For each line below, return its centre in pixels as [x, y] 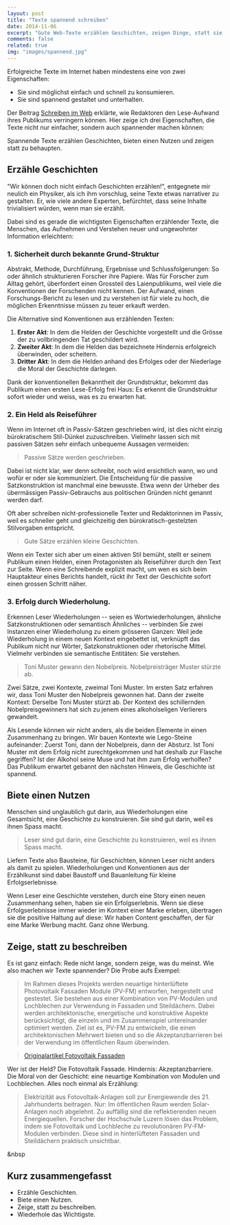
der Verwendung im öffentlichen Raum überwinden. [97, 1043]
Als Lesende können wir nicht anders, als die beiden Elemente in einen [107, 729]
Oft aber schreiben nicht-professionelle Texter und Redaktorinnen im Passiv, [115, 513]
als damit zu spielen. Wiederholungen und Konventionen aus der [99, 868]
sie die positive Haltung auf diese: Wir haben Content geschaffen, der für [111, 918]
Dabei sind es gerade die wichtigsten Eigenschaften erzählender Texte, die [113, 222]
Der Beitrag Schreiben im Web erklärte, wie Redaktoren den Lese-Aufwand [113, 113]
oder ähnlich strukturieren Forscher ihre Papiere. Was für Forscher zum [108, 276]
